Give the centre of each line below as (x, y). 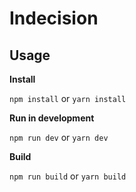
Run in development (52, 118)
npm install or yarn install (68, 98)
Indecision (54, 18)
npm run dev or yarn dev (59, 137)
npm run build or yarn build (68, 176)
